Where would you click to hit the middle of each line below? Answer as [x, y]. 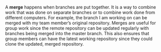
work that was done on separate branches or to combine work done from [80, 12]
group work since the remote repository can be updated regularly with [77, 28]
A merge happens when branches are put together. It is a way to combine [81, 7]
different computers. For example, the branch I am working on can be [76, 18]
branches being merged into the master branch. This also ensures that [77, 33]
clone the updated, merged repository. [44, 44]
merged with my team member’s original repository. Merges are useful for [80, 23]
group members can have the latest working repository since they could [79, 39]
